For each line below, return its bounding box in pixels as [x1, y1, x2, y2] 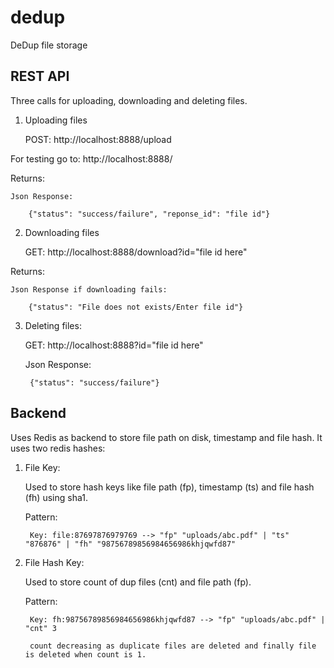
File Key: [24, 461, 61, 473]
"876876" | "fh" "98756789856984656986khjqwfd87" [24, 539, 237, 549]
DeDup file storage [10, 39, 88, 51]
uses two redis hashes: [10, 442, 106, 454]
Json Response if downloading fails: [10, 284, 168, 295]
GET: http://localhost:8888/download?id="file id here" [24, 246, 248, 258]
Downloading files [24, 226, 100, 238]
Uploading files [24, 114, 88, 126]
